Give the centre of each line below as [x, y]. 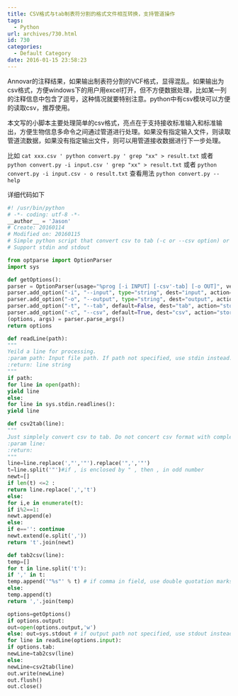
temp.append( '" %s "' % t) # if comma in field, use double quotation [110, 582]
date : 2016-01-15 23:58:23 [47, 60]
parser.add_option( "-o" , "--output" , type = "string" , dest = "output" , [110, 299]
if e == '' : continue [36, 529]
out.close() [25, 687]
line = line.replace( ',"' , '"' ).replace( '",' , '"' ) [79, 464]
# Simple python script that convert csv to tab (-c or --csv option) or [119, 241]
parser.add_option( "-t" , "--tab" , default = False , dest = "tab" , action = [114, 306]
